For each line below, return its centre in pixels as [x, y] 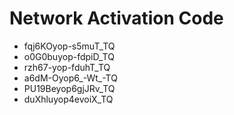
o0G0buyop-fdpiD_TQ [69, 56]
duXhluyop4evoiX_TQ [68, 99]
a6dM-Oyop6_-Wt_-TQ [70, 78]
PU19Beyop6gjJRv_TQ [69, 88]
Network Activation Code [116, 18]
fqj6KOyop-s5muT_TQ [69, 46]
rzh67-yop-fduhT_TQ [67, 67]
